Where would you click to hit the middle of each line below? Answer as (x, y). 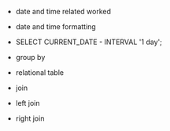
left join (28, 103)
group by (30, 57)
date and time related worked (63, 11)
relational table (40, 73)
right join (30, 118)
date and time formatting (55, 26)
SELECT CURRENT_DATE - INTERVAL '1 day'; (89, 42)
